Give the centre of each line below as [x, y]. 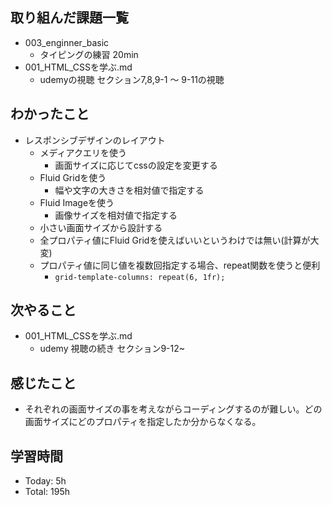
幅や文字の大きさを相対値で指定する [129, 190]
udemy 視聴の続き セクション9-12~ [112, 349]
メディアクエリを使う [83, 152]
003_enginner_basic [67, 42]
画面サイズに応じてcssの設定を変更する [136, 165]
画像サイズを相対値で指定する [116, 215]
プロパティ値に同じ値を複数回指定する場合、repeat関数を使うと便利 [180, 265]
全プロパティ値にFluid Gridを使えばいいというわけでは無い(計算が [175, 240]
